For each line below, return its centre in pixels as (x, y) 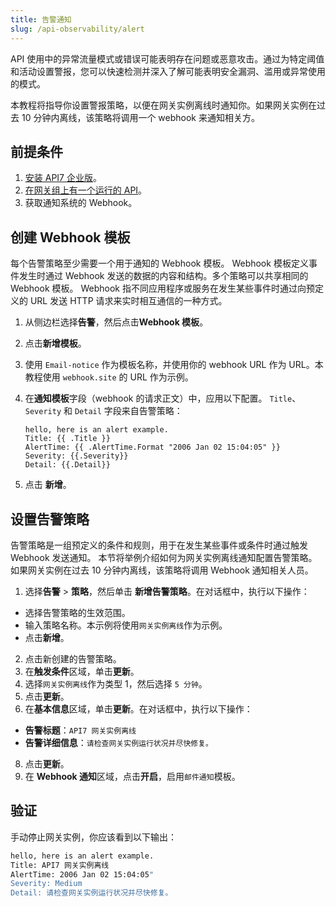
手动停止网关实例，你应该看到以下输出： (93, 837)
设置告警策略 (50, 519)
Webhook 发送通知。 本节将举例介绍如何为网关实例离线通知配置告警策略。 (164, 557)
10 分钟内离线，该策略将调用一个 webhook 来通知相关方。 (140, 117)
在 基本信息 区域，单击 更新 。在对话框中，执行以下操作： (138, 708)
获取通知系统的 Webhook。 (81, 203)
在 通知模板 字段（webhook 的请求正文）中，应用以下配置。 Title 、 (163, 398)
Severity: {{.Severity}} (76, 456)
